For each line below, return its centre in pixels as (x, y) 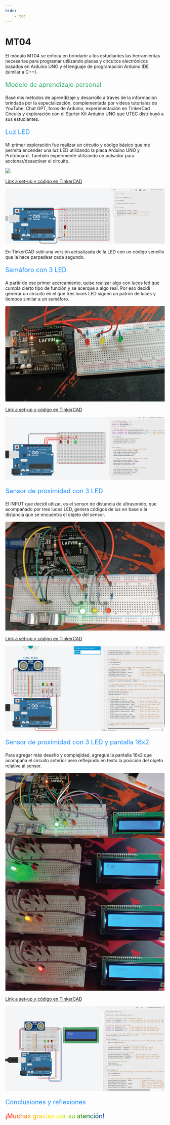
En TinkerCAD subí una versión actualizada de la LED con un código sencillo (85, 252)
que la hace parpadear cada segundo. (45, 257)
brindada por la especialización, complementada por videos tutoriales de (81, 103)
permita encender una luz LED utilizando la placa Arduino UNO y (73, 150)
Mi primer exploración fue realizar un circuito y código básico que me (78, 145)
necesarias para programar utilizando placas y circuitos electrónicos (77, 61)
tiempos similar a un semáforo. (37, 299)
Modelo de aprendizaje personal (53, 85)
